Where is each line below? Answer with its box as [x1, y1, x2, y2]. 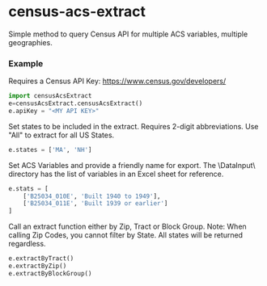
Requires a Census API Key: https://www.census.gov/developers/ [8, 76, 227, 86]
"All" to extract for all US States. [8, 130, 115, 140]
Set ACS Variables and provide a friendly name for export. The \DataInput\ [8, 160, 256, 170]
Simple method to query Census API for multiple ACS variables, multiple [8, 29, 248, 39]
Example [8, 57, 44, 69]
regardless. [8, 239, 46, 249]
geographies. [8, 37, 53, 47]
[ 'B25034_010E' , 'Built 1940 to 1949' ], [23, 192, 161, 200]
